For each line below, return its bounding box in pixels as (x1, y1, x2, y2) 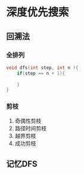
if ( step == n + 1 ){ (17, 70, 66, 76)
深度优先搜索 (6, 5, 70, 19)
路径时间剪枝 (14, 124, 46, 132)
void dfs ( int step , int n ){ (6, 64, 79, 71)
